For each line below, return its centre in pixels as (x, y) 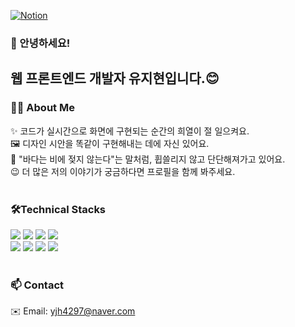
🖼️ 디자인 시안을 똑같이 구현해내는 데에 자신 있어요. (110, 143)
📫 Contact (37, 285)
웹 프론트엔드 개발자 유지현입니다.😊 (115, 78)
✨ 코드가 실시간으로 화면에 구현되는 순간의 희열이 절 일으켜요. (130, 131)
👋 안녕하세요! (40, 43)
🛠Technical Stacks (58, 209)
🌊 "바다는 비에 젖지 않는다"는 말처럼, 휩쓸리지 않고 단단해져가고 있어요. (148, 159)
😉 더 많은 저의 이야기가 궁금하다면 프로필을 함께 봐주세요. (123, 171)
